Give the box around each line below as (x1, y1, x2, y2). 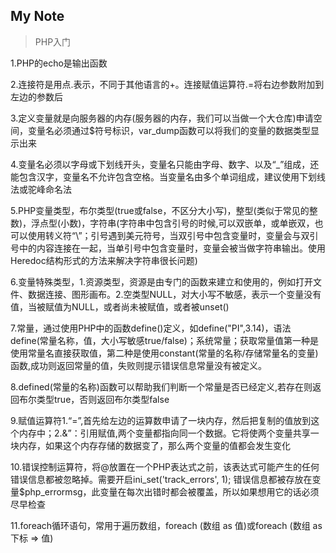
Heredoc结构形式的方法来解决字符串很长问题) (10, 254, 198, 266)
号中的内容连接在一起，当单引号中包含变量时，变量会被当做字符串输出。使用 (10, 242, 326, 254)
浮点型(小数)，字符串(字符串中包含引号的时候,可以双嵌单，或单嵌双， (31, 217, 315, 229)
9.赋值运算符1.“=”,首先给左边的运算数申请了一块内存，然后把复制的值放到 (10, 414, 312, 426)
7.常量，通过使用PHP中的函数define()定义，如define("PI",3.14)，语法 (10, 322, 292, 334)
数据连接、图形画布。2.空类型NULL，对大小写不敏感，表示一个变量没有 (27, 288, 322, 300)
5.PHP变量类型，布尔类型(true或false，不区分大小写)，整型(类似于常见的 (10, 204, 310, 216)
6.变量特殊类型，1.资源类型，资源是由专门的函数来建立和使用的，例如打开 (10, 275, 313, 288)
